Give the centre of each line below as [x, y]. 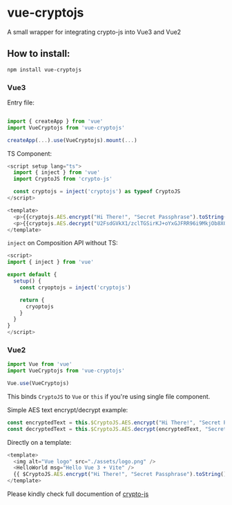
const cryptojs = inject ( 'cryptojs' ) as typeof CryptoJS [97, 192]
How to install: [39, 54]
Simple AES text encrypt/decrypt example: [68, 409]
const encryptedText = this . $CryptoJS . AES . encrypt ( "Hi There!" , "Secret [114, 423]
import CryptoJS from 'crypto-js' [63, 179]
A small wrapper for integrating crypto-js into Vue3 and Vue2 [94, 32]
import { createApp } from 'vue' [55, 121]
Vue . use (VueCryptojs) [38, 383]
